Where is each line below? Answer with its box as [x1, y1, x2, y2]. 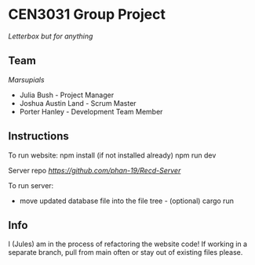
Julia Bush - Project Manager [19, 90, 115, 100]
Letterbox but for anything [8, 31, 93, 41]
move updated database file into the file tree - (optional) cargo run [19, 196, 234, 205]
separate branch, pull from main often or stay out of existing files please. [8, 248, 243, 257]
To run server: [8, 180, 54, 190]
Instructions [8, 129, 69, 143]
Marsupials [8, 74, 45, 84]
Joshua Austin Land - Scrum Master [19, 98, 137, 107]
